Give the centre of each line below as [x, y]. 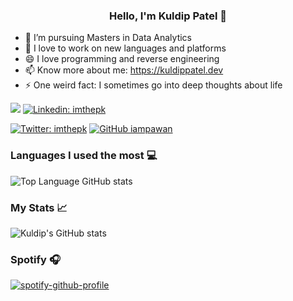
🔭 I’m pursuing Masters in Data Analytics [108, 38]
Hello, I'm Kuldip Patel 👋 [168, 16]
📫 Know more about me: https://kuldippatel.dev [124, 70]
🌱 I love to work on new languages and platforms [125, 48]
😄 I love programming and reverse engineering [122, 59]
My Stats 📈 [39, 207]
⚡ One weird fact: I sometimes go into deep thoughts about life [153, 85]
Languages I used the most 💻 [84, 156]
